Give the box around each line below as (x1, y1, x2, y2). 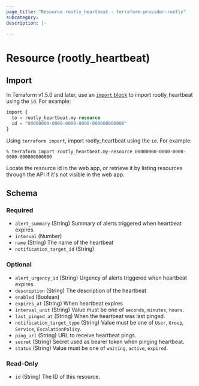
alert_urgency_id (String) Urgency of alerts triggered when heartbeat (14, 274, 188, 281)
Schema (6, 188, 38, 198)
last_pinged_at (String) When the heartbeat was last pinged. (14, 312, 165, 319)
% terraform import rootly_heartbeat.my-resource (6, 149, 133, 155)
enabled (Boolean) (14, 293, 60, 301)
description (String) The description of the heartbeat (14, 287, 147, 294)
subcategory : (6, 14, 39, 20)
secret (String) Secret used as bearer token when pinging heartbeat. (14, 338, 185, 345)
